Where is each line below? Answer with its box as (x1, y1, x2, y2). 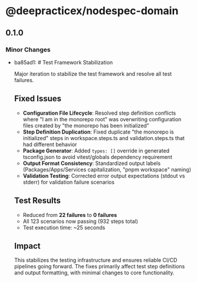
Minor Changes (5, 46, 51, 54)
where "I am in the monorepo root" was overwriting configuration (22, 115, 182, 122)
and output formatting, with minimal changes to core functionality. (14, 269, 175, 276)
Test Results (14, 196, 61, 206)
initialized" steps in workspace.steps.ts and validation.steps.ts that (22, 134, 185, 141)
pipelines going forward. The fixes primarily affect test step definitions (14, 263, 185, 270)
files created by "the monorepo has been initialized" (22, 122, 150, 129)
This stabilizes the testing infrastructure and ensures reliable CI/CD (14, 257, 178, 264)
